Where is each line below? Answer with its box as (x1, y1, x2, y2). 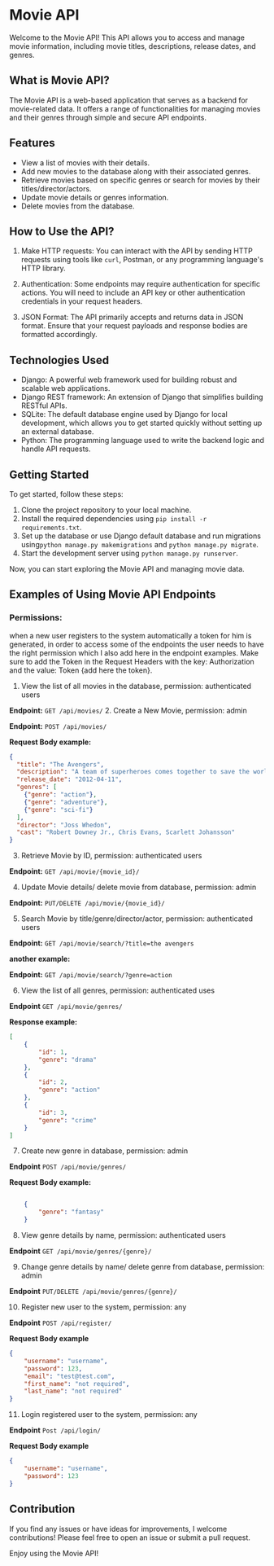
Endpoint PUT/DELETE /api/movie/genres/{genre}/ (9, 1287, 177, 1296)
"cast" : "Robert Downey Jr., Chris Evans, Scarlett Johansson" (16, 828, 235, 836)
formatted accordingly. (20, 330, 98, 340)
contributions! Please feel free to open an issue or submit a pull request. (9, 1533, 251, 1542)
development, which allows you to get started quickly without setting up (20, 418, 263, 428)
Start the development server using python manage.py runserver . (20, 548, 239, 558)
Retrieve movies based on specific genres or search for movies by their (20, 175, 261, 185)
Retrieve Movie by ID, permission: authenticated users (20, 851, 202, 861)
